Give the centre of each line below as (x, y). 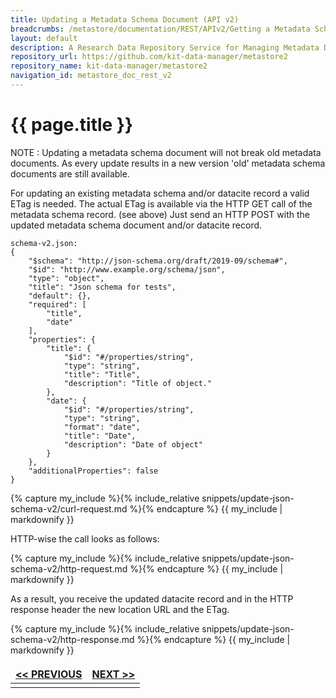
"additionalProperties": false (93, 471)
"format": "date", (102, 427)
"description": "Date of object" (133, 444)
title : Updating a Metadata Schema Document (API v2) (125, 19)
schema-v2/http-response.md (72, 639)
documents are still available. (70, 173)
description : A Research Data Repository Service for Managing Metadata (165, 47)
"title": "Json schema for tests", (102, 287)
